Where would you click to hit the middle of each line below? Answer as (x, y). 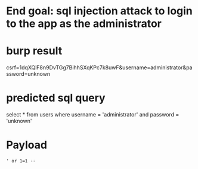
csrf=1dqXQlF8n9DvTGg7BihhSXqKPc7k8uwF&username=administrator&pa (99, 67)
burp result (34, 51)
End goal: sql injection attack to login (99, 11)
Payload (27, 145)
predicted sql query (56, 98)
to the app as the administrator (84, 24)
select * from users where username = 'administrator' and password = (93, 115)
